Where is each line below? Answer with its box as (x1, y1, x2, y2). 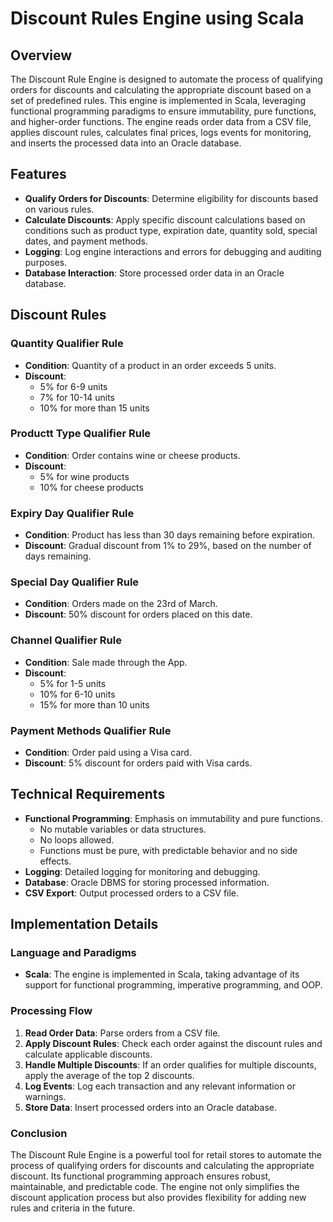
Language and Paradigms (10, 946, 137, 960)
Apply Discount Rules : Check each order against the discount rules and (24, 1037, 323, 1049)
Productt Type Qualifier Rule (10, 427, 152, 441)
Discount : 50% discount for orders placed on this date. (24, 608, 253, 621)
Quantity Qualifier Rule (10, 337, 124, 351)
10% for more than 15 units (39, 402, 150, 414)
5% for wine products (39, 470, 130, 482)
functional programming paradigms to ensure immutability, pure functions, (10, 105, 317, 117)
